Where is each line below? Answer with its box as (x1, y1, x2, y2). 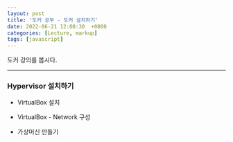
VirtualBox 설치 (17, 98, 60, 107)
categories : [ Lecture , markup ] (7, 29, 98, 37)
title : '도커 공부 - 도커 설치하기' (7, 17, 98, 24)
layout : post (7, 10, 45, 17)
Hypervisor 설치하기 (7, 81, 74, 91)
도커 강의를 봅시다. (7, 56, 58, 64)
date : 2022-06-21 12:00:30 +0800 (7, 23, 107, 30)
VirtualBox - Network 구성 (17, 113, 91, 121)
